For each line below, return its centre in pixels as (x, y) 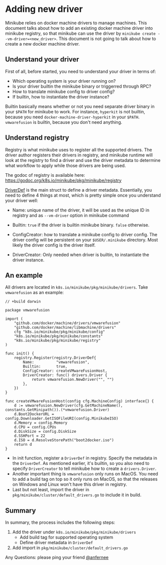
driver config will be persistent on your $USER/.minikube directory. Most (85, 240)
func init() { (20, 354)
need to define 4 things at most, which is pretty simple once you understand (83, 195)
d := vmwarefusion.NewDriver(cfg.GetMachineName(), (68, 406)
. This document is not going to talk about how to (106, 39)
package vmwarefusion (28, 310)
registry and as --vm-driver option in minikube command (71, 215)
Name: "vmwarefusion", (56, 362)
